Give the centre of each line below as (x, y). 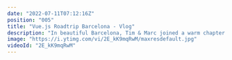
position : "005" (31, 20)
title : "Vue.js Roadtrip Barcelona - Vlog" (71, 26)
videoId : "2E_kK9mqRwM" (42, 46)
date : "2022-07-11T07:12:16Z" (51, 13)
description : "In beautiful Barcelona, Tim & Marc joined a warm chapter (116, 33)
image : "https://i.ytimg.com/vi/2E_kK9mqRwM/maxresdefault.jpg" (102, 39)
